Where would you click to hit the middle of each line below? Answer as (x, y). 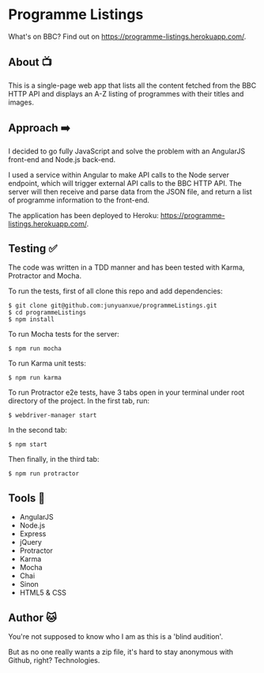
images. (21, 102)
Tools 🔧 (27, 498)
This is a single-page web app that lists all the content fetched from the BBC (132, 85)
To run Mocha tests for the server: (64, 335)
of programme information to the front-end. (79, 200)
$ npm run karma (35, 378)
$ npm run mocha (35, 349)
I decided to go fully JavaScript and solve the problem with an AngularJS (127, 151)
